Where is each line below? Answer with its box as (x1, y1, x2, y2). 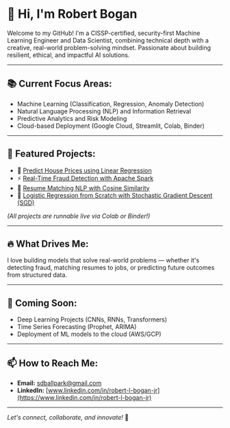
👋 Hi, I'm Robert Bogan (7, 6, 138, 22)
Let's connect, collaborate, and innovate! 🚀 (7, 414, 129, 421)
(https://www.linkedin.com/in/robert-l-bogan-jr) (16, 394, 152, 401)
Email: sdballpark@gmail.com (16, 379, 102, 387)
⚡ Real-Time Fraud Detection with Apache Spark (16, 174, 154, 182)
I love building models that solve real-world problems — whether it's (7, 256, 200, 264)
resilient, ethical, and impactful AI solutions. (7, 51, 130, 59)
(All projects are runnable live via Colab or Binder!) (7, 212, 151, 220)
